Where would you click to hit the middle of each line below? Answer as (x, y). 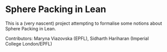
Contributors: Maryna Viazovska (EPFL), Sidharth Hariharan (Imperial (77, 38)
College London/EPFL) (29, 43)
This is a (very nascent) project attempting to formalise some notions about (84, 23)
